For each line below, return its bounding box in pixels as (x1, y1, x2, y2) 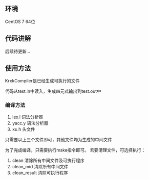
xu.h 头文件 (12, 126, 35, 132)
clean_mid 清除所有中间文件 (12, 163, 68, 169)
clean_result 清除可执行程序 (12, 170, 68, 176)
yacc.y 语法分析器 (12, 120, 49, 126)
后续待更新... (5, 48, 31, 54)
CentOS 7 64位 (5, 19, 36, 25)
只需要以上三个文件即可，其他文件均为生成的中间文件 (5, 136, 112, 142)
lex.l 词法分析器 (12, 114, 43, 120)
